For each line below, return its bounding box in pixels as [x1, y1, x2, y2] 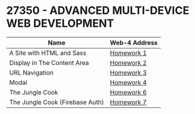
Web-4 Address [110, 38, 158, 47]
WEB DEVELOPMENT [6, 16, 114, 30]
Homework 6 [110, 88, 147, 96]
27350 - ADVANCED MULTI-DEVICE [6, 4, 190, 18]
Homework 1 [110, 49, 147, 57]
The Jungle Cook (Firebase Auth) [9, 98, 104, 106]
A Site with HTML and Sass [9, 49, 87, 57]
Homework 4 [110, 78, 147, 87]
